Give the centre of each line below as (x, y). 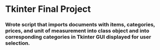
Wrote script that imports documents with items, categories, (80, 25)
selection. (17, 43)
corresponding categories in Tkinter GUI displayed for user (78, 37)
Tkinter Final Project (48, 9)
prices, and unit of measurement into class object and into (77, 31)
